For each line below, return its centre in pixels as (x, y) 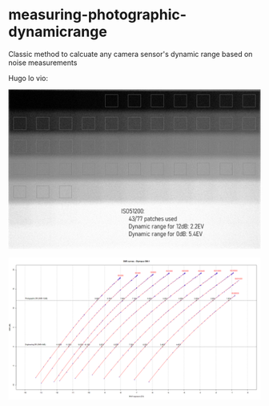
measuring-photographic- (97, 15)
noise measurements (43, 63)
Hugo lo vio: (28, 78)
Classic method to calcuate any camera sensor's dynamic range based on (130, 54)
